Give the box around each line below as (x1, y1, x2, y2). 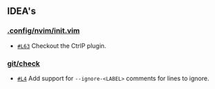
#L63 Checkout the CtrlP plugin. (17, 41, 107, 50)
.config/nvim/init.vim (7, 26, 81, 36)
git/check (7, 58, 40, 68)
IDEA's (7, 5, 37, 17)
